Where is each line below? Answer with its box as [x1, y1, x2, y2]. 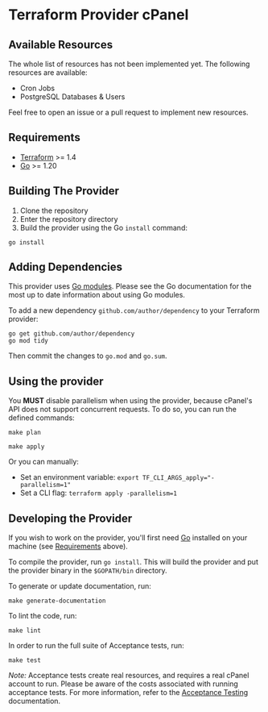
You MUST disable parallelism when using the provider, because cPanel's [8, 396, 253, 406]
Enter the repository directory [19, 214, 118, 223]
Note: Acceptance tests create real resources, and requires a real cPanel [8, 671, 249, 681]
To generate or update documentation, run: [8, 581, 151, 591]
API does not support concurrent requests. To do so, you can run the [8, 405, 237, 414]
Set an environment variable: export [19, 473, 139, 482]
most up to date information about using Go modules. [8, 290, 185, 300]
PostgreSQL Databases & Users [19, 92, 126, 102]
